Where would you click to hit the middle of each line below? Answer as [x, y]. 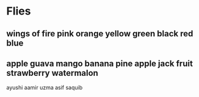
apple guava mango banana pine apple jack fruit [100, 63]
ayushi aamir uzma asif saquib [45, 88]
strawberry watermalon [52, 73]
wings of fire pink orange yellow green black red [100, 34]
